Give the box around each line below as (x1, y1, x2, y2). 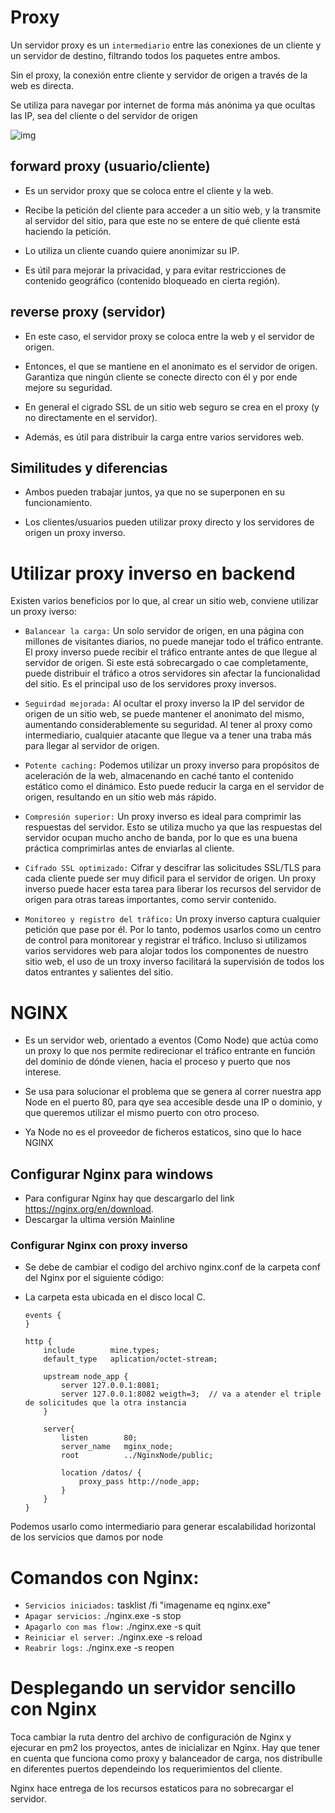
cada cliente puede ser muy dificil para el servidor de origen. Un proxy (24, 872, 317, 885)
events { (24, 1311, 62, 1321)
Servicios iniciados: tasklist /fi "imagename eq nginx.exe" (24, 1599, 272, 1611)
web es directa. (10, 79, 75, 91)
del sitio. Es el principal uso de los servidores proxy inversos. (24, 678, 277, 690)
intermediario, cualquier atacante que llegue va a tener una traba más (24, 729, 312, 741)
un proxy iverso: (10, 606, 77, 618)
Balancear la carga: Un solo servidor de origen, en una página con (24, 625, 305, 637)
